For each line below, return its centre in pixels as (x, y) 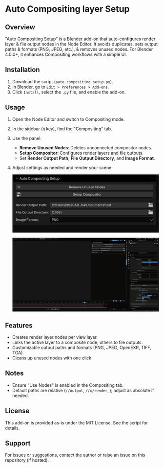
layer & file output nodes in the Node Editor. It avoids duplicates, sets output (81, 44)
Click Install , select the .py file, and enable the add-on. (69, 92)
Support (18, 443)
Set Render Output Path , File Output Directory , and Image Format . (87, 158)
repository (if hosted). (27, 460)
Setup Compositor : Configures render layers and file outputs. (82, 153)
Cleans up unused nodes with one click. (52, 358)
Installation (22, 70)
